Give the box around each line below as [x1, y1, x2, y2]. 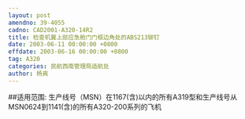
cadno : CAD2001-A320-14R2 [8, 26, 93, 34]
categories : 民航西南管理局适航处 [8, 63, 110, 70]
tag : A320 [8, 56, 41, 63]
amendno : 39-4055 [8, 19, 65, 27]
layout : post [8, 11, 51, 20]
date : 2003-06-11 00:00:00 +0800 [8, 41, 118, 49]
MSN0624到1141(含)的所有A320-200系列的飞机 [8, 102, 161, 111]
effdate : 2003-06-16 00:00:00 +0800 [8, 48, 128, 56]
